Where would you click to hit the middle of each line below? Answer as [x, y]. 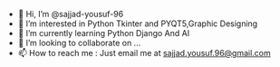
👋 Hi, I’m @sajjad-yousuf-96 [71, 14]
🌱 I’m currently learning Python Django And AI [104, 33]
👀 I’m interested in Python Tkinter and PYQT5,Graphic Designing [138, 24]
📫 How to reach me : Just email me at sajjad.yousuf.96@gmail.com [145, 53]
